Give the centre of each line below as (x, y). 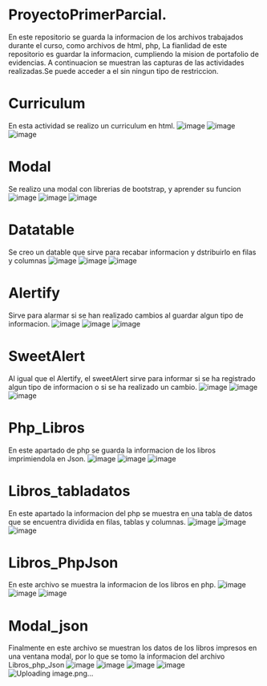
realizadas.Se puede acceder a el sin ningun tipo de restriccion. (113, 71)
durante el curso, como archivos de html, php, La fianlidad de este (117, 45)
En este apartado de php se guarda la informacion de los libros (112, 450)
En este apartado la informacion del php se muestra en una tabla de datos (130, 513)
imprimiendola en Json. (47, 458)
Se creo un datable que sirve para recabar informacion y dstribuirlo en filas (132, 252)
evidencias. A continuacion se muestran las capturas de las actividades (126, 63)
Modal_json (49, 625)
